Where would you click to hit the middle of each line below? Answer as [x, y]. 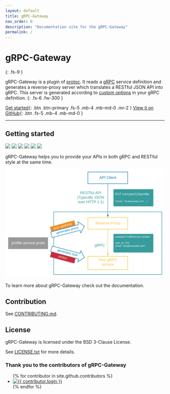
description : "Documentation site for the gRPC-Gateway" [67, 27]
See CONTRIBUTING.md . [31, 314]
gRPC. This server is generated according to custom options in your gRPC [82, 93]
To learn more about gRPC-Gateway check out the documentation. [75, 286]
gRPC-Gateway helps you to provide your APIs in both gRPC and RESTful [81, 156]
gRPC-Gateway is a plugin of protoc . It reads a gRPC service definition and [83, 82]
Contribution [26, 301]
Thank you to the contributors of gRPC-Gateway [66, 365]
